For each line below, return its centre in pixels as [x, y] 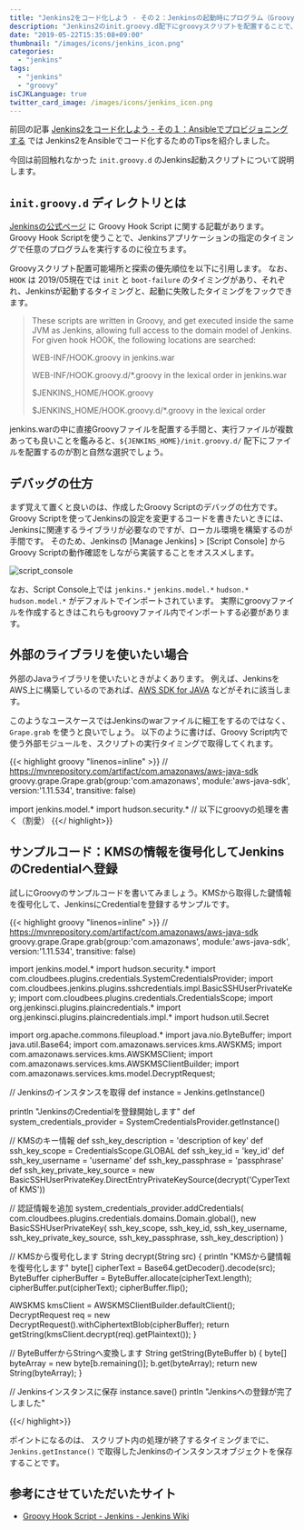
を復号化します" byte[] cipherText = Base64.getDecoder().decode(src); [142, 1267]
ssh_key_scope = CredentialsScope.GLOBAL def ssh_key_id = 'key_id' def [147, 1150]
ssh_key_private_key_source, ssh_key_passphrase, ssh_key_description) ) [147, 1237]
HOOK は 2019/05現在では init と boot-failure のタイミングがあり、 [136, 280]
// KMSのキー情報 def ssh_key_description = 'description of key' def [137, 1140]
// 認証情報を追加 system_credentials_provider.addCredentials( [127, 1208]
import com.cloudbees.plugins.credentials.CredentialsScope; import [146, 997]
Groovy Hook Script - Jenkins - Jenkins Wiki [106, 1516]
